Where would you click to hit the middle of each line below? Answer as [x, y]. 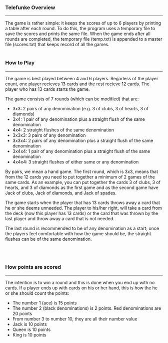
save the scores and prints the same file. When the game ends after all [78, 34]
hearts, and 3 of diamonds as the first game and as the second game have [82, 188]
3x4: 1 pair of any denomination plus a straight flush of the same [78, 119]
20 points [22, 313]
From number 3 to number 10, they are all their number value [75, 319]
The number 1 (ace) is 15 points [44, 303]
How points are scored [33, 267]
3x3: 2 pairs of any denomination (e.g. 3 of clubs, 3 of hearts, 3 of [80, 108]
